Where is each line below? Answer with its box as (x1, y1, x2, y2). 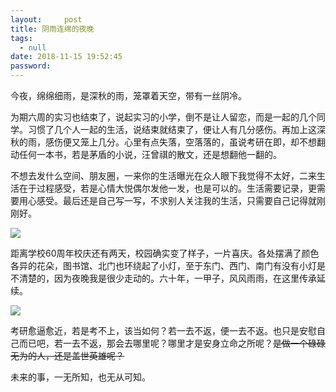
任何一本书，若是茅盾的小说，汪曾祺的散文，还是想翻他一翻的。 (18, 149, 282, 160)
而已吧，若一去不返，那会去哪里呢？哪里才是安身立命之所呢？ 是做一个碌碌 (18, 337, 326, 349)
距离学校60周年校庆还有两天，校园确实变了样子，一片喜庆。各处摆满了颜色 (10, 247, 320, 259)
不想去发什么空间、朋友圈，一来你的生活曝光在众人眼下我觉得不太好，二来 (10, 170, 317, 181)
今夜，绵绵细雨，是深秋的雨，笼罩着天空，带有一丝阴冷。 (10, 90, 247, 101)
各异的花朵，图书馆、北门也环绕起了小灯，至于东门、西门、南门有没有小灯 (10, 260, 317, 271)
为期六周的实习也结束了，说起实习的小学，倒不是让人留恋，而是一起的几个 (10, 111, 317, 123)
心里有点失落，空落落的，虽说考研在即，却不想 (123, 136, 317, 148)
